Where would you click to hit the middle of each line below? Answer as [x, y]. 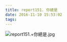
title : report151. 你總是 [31, 10]
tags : [11, 19]
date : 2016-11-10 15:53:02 [34, 15]
